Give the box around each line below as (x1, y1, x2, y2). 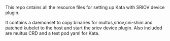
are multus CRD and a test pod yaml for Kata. (5, 30, 100, 36)
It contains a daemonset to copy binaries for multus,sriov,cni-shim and (5, 20, 153, 25)
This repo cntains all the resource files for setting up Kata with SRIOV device (5, 5, 165, 10)
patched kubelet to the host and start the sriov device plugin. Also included (5, 25, 162, 31)
